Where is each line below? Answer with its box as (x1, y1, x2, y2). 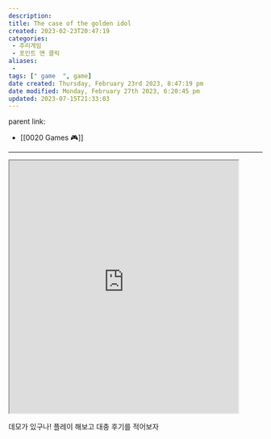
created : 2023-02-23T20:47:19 (8, 27, 110, 35)
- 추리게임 (11, 42, 42, 50)
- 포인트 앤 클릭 (11, 49, 60, 57)
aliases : (8, 57, 38, 65)
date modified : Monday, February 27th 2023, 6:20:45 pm (8, 87, 200, 95)
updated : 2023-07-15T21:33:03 (8, 95, 110, 103)
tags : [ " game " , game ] (8, 72, 92, 80)
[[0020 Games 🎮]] (19, 133, 84, 142)
